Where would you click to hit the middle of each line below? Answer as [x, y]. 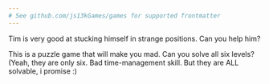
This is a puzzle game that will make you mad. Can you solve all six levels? [131, 54]
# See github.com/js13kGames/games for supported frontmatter [114, 16]
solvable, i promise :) [43, 71]
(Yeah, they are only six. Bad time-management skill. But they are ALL [124, 62]
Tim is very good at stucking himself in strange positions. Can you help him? [134, 38]
